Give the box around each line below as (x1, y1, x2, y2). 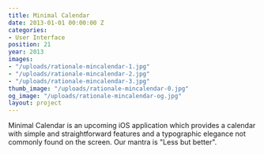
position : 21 (8, 41, 51, 49)
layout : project (8, 99, 62, 107)
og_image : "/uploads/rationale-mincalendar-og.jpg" (8, 92, 182, 100)
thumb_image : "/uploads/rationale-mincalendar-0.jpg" (8, 84, 190, 93)
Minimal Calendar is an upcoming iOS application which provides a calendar (8, 121, 256, 130)
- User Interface (8, 33, 66, 42)
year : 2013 (8, 48, 44, 56)
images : (8, 56, 34, 64)
